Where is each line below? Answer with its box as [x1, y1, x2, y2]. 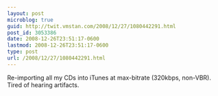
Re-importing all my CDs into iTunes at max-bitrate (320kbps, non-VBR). [7, 73, 211, 82]
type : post [7, 49, 38, 56]
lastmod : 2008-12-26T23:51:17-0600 [7, 42, 109, 49]
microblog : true [7, 16, 53, 23]
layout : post [7, 10, 45, 17]
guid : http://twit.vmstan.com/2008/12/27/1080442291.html [7, 23, 176, 29]
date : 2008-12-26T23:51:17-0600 [7, 36, 99, 43]
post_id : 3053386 [7, 29, 57, 36]
